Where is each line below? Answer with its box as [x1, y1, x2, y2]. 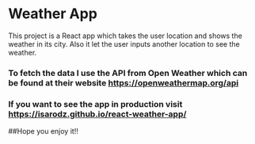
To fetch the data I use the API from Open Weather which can [8, 67, 248, 78]
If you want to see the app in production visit [8, 98, 183, 109]
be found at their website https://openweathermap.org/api [8, 77, 239, 88]
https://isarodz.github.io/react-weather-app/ [8, 108, 187, 119]
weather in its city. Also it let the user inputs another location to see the [8, 39, 240, 48]
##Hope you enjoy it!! [8, 127, 79, 136]
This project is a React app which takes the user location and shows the [8, 31, 243, 40]
